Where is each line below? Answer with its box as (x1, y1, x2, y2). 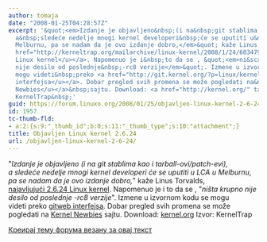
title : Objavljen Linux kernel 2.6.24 (8, 129, 137, 137)
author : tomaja (8, 11, 59, 20)
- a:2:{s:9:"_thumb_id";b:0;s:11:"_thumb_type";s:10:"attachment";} (8, 122, 240, 130)
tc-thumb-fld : (8, 115, 56, 123)
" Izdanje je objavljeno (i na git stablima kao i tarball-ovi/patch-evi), (8, 159, 229, 168)
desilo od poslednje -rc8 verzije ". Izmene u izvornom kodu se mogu (8, 192, 230, 202)
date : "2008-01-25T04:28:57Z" (8, 19, 109, 27)
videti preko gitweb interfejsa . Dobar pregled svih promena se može (8, 201, 231, 210)
